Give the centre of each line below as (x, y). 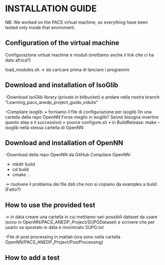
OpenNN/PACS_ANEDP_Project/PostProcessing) (54, 242)
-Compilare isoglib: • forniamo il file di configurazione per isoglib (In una (78, 112)
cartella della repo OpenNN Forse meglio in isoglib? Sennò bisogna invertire (82, 117)
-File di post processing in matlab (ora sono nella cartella (63, 237)
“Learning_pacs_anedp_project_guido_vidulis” (52, 102)
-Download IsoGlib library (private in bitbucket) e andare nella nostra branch (82, 97)
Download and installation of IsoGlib (62, 85)
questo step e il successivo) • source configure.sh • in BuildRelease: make (81, 122)
